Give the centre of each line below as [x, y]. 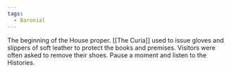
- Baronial [30, 20]
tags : [15, 14]
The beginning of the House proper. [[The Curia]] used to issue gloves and [115, 40]
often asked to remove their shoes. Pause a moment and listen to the [107, 55]
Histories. [21, 62]
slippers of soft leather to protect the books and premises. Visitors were [112, 48]
